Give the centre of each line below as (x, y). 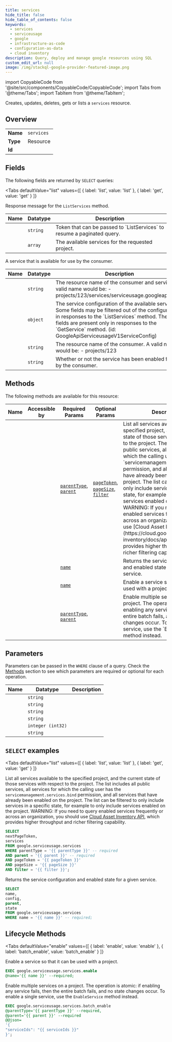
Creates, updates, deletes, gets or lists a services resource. (68, 103)
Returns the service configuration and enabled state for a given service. (81, 879)
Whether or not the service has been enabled (110, 359)
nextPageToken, (21, 836)
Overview (21, 119)
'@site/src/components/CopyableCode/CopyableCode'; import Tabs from (83, 87)
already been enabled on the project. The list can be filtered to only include (84, 800)
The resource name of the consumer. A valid (109, 344)
